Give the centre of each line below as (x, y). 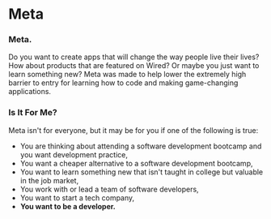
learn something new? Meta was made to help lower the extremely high (127, 75)
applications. (30, 92)
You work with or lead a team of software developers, (110, 189)
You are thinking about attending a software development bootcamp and (141, 146)
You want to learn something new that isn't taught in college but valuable (142, 172)
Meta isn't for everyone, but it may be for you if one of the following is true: (133, 130)
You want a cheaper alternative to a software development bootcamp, (136, 163)
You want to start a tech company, (77, 198)
